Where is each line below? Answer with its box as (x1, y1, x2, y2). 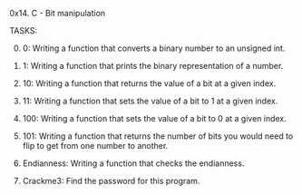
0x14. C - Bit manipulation (9, 8, 106, 18)
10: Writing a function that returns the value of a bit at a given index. (22, 78, 277, 89)
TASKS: (9, 25, 38, 35)
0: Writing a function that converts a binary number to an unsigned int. (22, 43, 286, 54)
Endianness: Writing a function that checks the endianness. (22, 158, 245, 169)
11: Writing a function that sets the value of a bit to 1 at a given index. (22, 95, 278, 106)
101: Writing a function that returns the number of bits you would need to (22, 131, 294, 141)
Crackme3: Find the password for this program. (22, 176, 200, 186)
